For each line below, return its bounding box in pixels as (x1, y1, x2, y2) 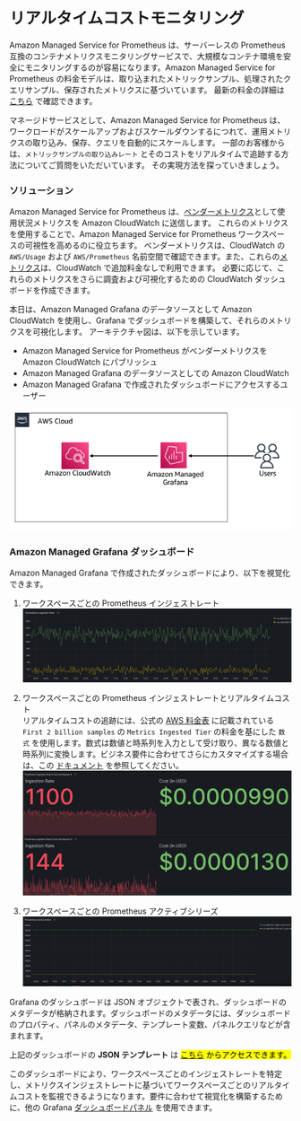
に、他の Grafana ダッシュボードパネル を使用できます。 (9, 1102, 218, 1113)
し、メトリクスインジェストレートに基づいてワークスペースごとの (9, 1080, 251, 1090)
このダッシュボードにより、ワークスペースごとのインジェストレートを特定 (9, 1069, 282, 1080)
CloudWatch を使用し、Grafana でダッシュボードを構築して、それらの (9, 315, 269, 326)
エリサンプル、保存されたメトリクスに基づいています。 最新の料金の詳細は (9, 84, 285, 95)
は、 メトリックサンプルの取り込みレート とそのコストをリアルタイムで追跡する (9, 148, 281, 159)
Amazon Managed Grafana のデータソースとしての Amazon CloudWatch (21, 368, 289, 379)
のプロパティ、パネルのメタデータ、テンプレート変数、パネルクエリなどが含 (9, 1020, 291, 1030)
